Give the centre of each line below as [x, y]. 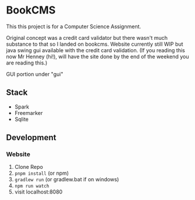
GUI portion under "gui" [35, 74]
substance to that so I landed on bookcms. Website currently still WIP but [95, 44]
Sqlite [21, 119]
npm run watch [32, 186]
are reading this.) [27, 63]
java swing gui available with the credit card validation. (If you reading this [95, 50]
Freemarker [28, 113]
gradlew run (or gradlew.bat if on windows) [67, 179]
